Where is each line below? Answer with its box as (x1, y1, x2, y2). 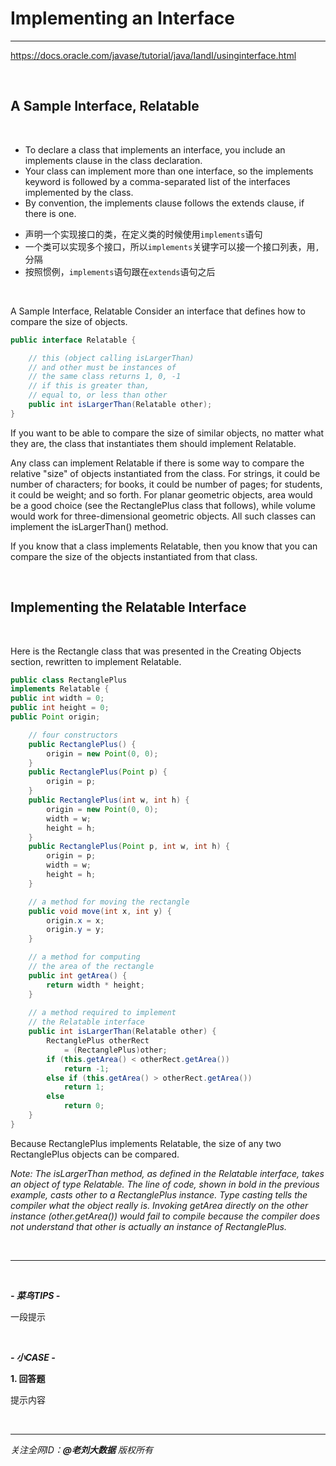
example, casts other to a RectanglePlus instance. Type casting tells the (10, 1188, 308, 1201)
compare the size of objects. (10, 315, 128, 327)
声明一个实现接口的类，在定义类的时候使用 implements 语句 (24, 228, 263, 240)
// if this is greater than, (28, 381, 150, 391)
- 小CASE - (10, 1351, 56, 1363)
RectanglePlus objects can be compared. (10, 1148, 180, 1160)
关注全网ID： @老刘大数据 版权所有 (10, 1443, 154, 1456)
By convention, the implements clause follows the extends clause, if (24, 197, 305, 209)
